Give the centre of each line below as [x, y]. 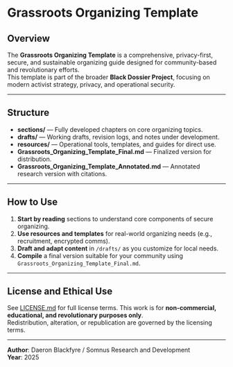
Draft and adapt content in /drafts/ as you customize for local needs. [118, 248]
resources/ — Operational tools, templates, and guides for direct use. [116, 144]
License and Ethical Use [60, 292]
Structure [28, 113]
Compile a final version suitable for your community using [100, 255]
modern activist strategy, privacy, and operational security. [91, 84]
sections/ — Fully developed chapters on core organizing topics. [110, 129]
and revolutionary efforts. [43, 70]
